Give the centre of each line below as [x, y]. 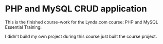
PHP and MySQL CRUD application [76, 9]
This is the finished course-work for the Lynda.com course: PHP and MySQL [81, 22]
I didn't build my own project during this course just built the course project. [81, 36]
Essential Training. [24, 27]
